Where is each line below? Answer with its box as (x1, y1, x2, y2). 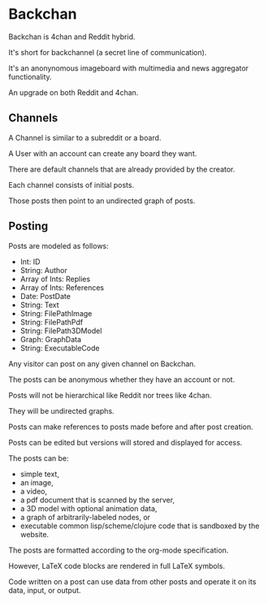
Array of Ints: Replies (19, 274, 91, 284)
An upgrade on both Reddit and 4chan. (8, 87, 139, 98)
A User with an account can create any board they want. (8, 148, 197, 158)
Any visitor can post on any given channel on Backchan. (8, 358, 197, 368)
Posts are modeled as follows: (8, 241, 110, 250)
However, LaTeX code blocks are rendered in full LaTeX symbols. (8, 561, 226, 570)
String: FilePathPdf (19, 317, 84, 327)
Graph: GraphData (19, 334, 82, 344)
